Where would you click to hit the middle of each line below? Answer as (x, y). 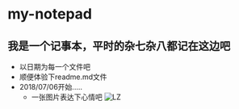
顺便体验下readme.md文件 (63, 77)
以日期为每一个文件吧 (55, 67)
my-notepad (50, 14)
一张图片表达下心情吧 (67, 97)
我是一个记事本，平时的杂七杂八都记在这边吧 (119, 46)
